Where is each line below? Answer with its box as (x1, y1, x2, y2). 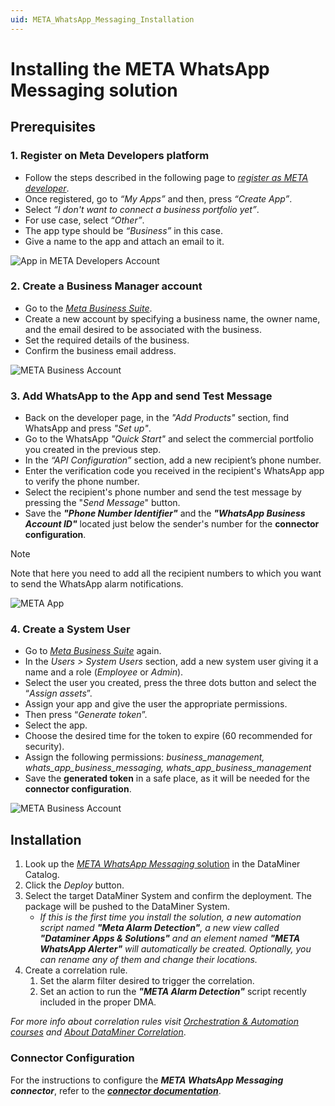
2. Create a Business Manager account (10, 279, 203, 293)
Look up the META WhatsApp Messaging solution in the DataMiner (24, 858, 301, 870)
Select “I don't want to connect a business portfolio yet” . (24, 203, 260, 215)
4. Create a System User (10, 622, 131, 636)
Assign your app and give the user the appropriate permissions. (24, 698, 288, 710)
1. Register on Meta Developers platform (10, 149, 210, 163)
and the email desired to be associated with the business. (24, 323, 262, 335)
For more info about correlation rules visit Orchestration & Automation (10, 1016, 300, 1028)
